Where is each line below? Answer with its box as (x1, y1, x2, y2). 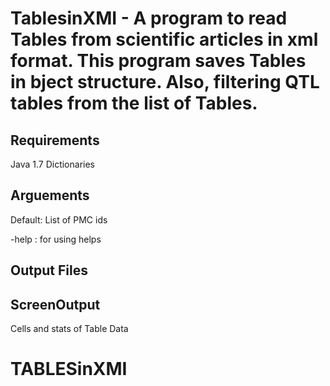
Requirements (10, 132, 100, 149)
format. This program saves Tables (10, 50, 307, 72)
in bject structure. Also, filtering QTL (10, 71, 320, 94)
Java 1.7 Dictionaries (10, 158, 95, 170)
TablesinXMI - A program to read (10, 7, 288, 30)
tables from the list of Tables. (10, 92, 258, 115)
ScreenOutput (10, 296, 101, 313)
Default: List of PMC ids (10, 213, 108, 226)
